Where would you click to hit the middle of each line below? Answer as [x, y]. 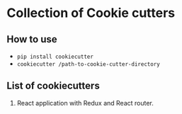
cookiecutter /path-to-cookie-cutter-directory [88, 64]
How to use [32, 39]
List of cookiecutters [53, 86]
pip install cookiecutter [55, 57]
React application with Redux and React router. [85, 103]
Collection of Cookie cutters [91, 13]
